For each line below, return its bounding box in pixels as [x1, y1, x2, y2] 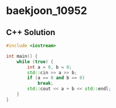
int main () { [6, 53, 38, 59]
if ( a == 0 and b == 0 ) [27, 75, 85, 81]
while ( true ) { [16, 58, 54, 65]
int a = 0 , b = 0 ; [27, 64, 72, 70]
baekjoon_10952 [6, 4, 87, 18]
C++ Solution [6, 27, 56, 37]
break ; [37, 81, 54, 86]
